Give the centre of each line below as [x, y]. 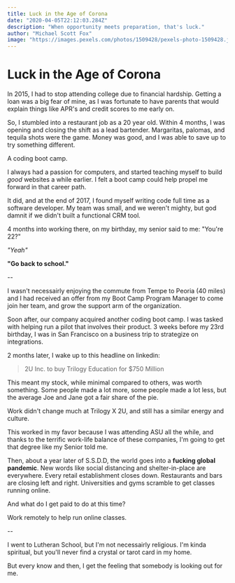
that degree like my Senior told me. [58, 447]
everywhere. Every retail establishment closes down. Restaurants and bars [115, 476]
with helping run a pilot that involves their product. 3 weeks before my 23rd [116, 327]
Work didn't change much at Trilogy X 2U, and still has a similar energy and [116, 411]
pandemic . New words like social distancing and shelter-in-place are [107, 468]
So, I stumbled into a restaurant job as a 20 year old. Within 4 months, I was [116, 123]
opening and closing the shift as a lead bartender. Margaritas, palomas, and [116, 130]
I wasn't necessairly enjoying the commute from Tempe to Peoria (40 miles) [116, 291]
